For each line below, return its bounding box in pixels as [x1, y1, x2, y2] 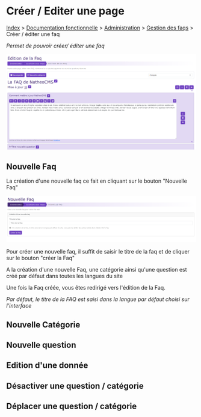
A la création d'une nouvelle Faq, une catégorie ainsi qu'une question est [6, 266, 188, 273]
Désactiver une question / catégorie [6, 380, 144, 391]
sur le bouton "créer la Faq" [6, 254, 75, 262]
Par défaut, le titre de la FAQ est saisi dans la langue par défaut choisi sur [6, 296, 190, 303]
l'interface [6, 302, 32, 309]
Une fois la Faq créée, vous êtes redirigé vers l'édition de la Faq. [6, 284, 165, 291]
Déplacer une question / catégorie [6, 401, 137, 412]
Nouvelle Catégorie [6, 320, 81, 330]
